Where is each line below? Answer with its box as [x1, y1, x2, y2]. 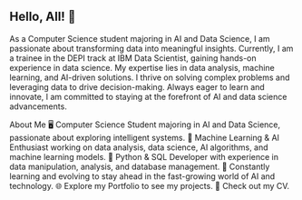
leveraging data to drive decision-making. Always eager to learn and [9, 81, 265, 92]
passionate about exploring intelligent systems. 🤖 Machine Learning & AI [9, 132, 279, 143]
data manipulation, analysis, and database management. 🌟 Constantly [9, 161, 270, 172]
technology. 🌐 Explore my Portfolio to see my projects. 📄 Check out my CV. [9, 180, 290, 191]
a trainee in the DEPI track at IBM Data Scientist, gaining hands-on [9, 52, 257, 64]
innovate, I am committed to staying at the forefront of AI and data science [9, 91, 287, 102]
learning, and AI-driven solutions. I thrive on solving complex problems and [9, 72, 290, 83]
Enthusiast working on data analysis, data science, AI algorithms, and [9, 142, 269, 153]
